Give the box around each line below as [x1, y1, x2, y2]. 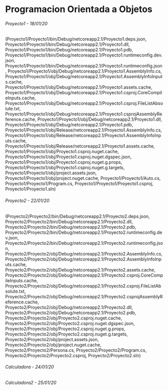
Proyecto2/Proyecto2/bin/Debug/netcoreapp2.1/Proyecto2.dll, [5, 218, 133, 225]
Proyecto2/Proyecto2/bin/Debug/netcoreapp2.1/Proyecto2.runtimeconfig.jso [5, 240, 163, 246]
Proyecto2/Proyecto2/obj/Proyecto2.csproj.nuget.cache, [5, 315, 122, 321]
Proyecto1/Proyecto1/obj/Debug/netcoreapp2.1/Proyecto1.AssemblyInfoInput [5, 74, 163, 80]
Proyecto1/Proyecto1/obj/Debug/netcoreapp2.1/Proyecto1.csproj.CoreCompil [5, 90, 162, 96]
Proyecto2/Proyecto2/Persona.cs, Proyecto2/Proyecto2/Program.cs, [5, 347, 147, 353]
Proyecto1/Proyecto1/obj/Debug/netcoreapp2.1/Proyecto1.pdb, [5, 122, 133, 128]
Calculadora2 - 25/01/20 [5, 379, 57, 385]
